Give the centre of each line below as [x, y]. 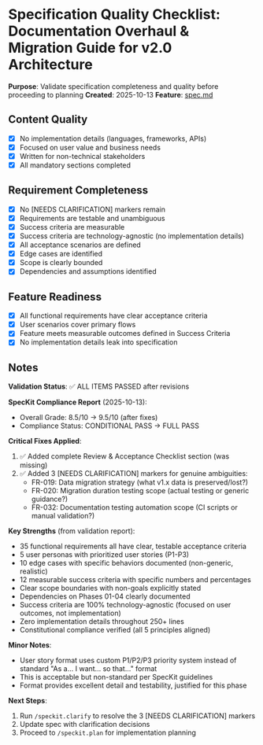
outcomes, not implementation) [70, 613]
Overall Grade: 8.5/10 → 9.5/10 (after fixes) [89, 418]
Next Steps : [28, 701]
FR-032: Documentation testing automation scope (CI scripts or [134, 507]
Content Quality [48, 120]
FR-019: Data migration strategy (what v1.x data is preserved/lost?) [140, 482]
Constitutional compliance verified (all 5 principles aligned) [115, 630]
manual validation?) [63, 516]
